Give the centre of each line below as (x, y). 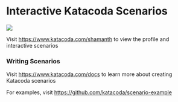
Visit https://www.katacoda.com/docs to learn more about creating (89, 74)
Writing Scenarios (33, 61)
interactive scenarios (32, 45)
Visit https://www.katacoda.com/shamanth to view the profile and (88, 39)
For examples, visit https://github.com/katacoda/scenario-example (89, 92)
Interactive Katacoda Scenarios (87, 11)
